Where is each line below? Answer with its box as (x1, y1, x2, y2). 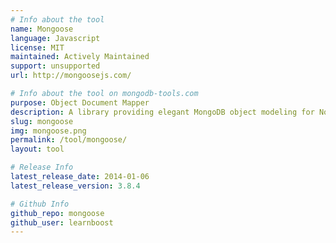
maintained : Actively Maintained (10, 52, 150, 62)
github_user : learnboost (10, 217, 114, 228)
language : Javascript (10, 33, 101, 43)
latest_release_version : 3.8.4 (10, 181, 141, 191)
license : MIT (10, 42, 65, 53)
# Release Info (10, 162, 74, 173)
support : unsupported (10, 61, 101, 71)
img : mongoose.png (10, 126, 87, 136)
